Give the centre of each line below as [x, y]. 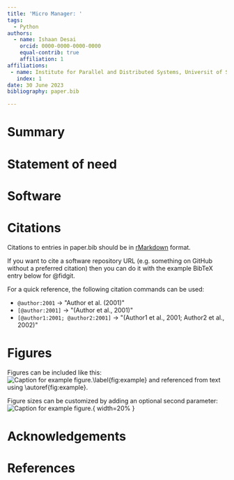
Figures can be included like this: [55, 372]
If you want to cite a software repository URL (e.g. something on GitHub [110, 261]
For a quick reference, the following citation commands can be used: [106, 289]
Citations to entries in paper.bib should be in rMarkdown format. [99, 247]
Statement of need [62, 164]
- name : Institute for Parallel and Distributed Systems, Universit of [116, 72]
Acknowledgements [67, 436]
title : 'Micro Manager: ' [45, 14]
